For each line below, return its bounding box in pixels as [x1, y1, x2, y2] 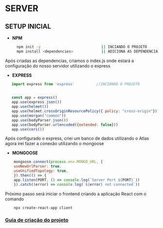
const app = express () [11, 95, 57, 100]
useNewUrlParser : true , [14, 164, 62, 169]
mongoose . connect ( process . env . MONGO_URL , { [14, 160, 103, 164]
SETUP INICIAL [5, 22, 51, 31]
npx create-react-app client [14, 205, 73, 210]
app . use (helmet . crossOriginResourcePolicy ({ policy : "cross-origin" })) [11, 109, 160, 114]
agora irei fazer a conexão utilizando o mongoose [5, 141, 104, 147]
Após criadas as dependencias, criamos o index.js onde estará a [5, 58, 134, 64]
